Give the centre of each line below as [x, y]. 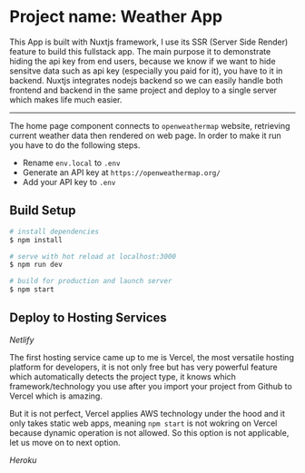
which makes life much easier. [66, 99]
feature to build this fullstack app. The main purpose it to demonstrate [140, 51]
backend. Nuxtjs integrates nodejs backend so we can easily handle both [146, 80]
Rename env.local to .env [71, 163]
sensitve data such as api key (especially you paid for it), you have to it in [146, 71]
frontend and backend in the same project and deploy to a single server [143, 90]
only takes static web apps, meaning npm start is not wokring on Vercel [143, 423]
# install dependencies [54, 232]
